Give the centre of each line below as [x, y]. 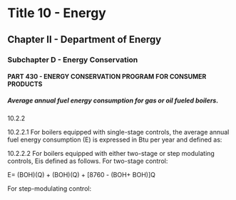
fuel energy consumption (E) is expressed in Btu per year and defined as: [115, 140]
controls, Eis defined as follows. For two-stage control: [88, 161]
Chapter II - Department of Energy [84, 40]
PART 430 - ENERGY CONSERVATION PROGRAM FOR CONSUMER [107, 77]
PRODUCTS [25, 84]
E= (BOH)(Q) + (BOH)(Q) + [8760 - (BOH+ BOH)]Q [81, 175]
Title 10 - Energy [57, 13]
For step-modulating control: [49, 189]
